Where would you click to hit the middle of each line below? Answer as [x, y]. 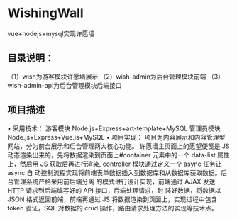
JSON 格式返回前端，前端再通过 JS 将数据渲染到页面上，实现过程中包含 [112, 199]
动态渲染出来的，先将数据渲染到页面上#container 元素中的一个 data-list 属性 [119, 155]
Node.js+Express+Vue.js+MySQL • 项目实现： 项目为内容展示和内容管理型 [116, 137]
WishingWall [45, 13]
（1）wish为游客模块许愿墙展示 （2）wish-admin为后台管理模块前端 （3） [116, 77]
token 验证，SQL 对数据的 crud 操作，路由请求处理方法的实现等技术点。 [113, 208]
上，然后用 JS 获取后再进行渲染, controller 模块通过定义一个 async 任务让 [115, 164]
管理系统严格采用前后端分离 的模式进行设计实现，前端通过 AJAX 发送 [114, 181]
